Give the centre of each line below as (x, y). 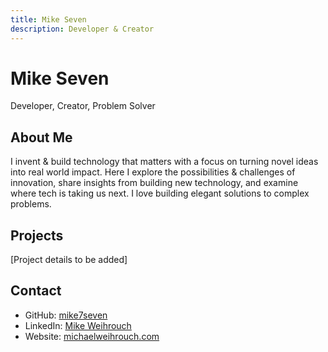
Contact (36, 291)
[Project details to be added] (69, 260)
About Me (41, 137)
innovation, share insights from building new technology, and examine (154, 183)
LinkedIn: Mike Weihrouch (78, 325)
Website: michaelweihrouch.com (92, 336)
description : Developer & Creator (82, 29)
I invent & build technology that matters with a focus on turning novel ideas (164, 162)
